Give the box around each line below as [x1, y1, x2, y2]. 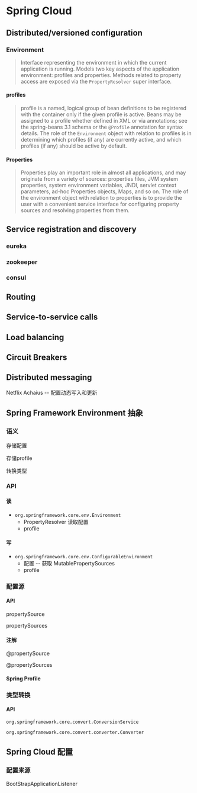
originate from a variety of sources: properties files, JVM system [20, 175, 179, 183]
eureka [6, 242, 27, 250]
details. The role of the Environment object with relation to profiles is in [20, 130, 192, 137]
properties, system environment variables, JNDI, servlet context [20, 182, 177, 189]
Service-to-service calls [6, 312, 98, 322]
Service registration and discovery [6, 224, 137, 234]
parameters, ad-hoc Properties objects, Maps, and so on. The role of [20, 188, 189, 195]
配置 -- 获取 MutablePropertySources [23, 559, 115, 567]
